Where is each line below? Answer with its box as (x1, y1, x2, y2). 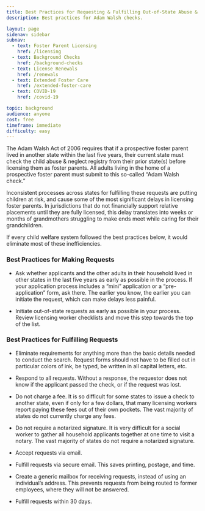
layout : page (6, 26, 40, 32)
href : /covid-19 (17, 94, 59, 100)
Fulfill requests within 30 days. (15, 498, 93, 505)
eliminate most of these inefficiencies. (6, 240, 102, 248)
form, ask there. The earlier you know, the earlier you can (46, 289, 191, 296)
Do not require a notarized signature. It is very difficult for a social (15, 424, 181, 431)
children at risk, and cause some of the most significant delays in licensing (6, 195, 194, 203)
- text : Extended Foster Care (12, 77, 88, 83)
